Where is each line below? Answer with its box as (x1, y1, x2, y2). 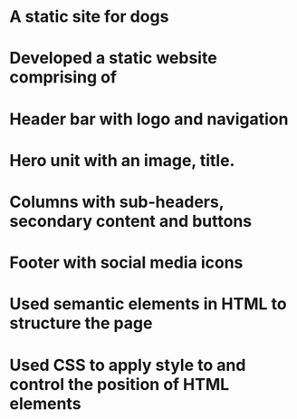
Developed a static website (9, 48, 217, 69)
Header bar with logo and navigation (9, 109, 289, 129)
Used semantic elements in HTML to (9, 294, 287, 315)
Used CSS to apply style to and (9, 355, 246, 375)
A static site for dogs (9, 6, 169, 27)
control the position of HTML (9, 374, 230, 395)
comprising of (9, 67, 118, 88)
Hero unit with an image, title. (9, 150, 235, 171)
